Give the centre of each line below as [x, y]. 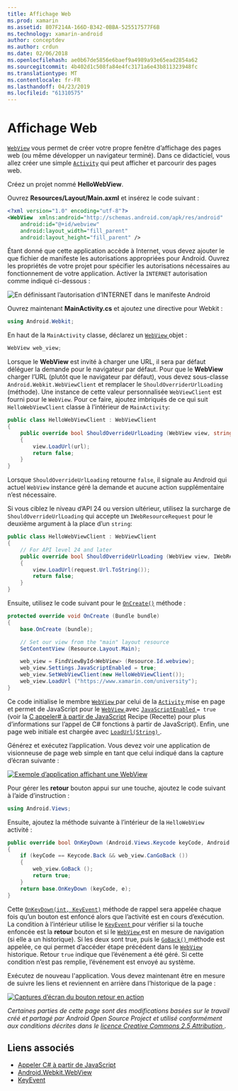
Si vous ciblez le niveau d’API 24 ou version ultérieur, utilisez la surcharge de [119, 509]
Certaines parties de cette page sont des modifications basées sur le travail [119, 1010]
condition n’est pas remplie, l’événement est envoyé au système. [101, 962]
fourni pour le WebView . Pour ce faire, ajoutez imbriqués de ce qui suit [108, 400]
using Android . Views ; [39, 808]
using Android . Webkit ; [41, 322]
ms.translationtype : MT [42, 73]
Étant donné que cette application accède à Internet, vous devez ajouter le [116, 251]
